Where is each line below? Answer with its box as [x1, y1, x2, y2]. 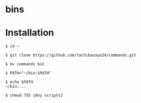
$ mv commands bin [5, 62, 45, 67]
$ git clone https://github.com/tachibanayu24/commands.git [5, 53, 137, 58]
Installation [5, 27, 54, 39]
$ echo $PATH [5, 80, 33, 85]
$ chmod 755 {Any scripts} [5, 93, 63, 98]
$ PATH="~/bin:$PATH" [5, 70, 52, 76]
